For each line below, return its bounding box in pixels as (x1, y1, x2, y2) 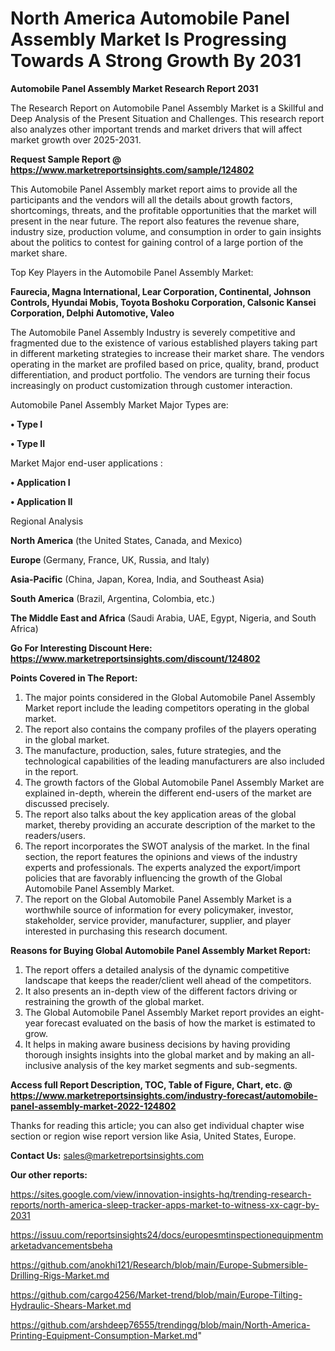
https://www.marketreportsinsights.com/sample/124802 (10, 163, 255, 176)
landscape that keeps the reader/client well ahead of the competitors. (24, 974, 312, 986)
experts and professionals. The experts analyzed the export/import (24, 861, 301, 873)
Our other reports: (10, 1168, 88, 1181)
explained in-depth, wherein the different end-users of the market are (24, 787, 312, 799)
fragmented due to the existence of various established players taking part (10, 337, 318, 349)
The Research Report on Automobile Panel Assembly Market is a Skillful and (10, 102, 324, 114)
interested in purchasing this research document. (24, 925, 228, 937)
